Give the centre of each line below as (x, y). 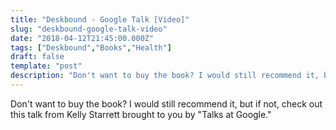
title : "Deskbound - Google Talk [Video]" (100, 19)
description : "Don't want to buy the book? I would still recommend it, (165, 76)
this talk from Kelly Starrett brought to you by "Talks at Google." (141, 114)
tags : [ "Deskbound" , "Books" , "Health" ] (91, 47)
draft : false (37, 57)
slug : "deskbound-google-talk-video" (89, 29)
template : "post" (46, 66)
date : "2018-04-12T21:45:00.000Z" (82, 38)
